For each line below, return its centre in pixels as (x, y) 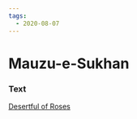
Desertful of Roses (39, 106)
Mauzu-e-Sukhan (69, 64)
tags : (17, 16)
